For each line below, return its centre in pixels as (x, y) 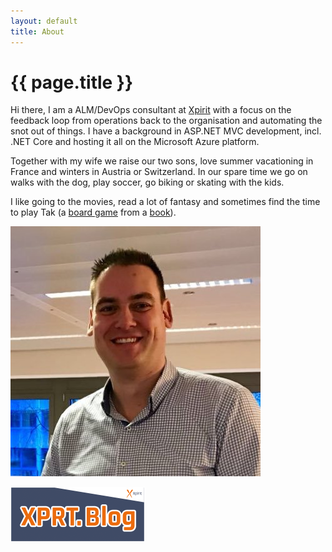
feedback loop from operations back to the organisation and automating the (166, 121)
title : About (37, 31)
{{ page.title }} (72, 82)
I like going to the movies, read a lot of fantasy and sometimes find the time (165, 202)
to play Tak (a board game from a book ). (93, 212)
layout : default (44, 21)
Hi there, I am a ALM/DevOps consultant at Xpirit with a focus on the (151, 110)
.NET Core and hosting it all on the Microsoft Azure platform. (135, 142)
